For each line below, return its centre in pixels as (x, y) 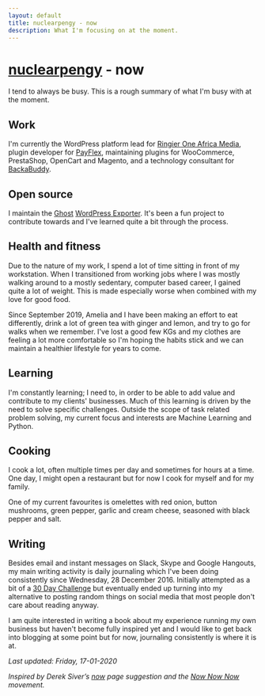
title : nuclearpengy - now (53, 23)
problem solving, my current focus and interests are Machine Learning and (130, 418)
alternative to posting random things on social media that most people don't (132, 597)
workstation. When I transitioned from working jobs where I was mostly (124, 273)
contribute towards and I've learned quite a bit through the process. (118, 221)
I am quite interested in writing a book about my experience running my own (132, 621)
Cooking (30, 451)
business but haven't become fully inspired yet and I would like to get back (130, 629)
